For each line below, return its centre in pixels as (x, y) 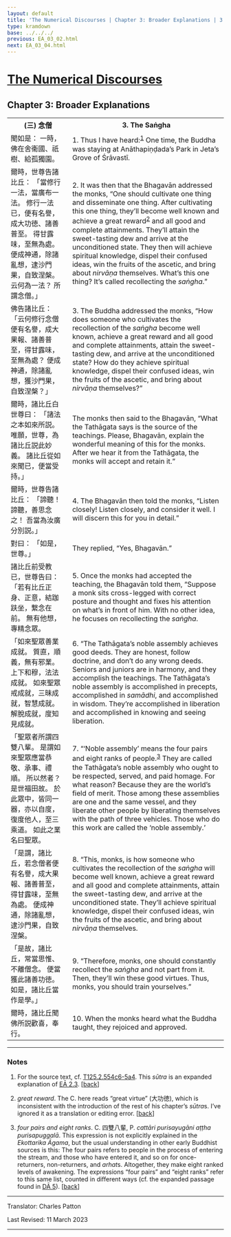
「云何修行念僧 (35, 319)
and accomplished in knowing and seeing (139, 712)
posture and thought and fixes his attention (141, 601)
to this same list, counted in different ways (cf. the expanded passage (115, 1179)
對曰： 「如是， (36, 543)
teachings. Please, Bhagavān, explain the (138, 435)
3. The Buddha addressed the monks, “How (142, 311)
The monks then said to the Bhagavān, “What (145, 418)
